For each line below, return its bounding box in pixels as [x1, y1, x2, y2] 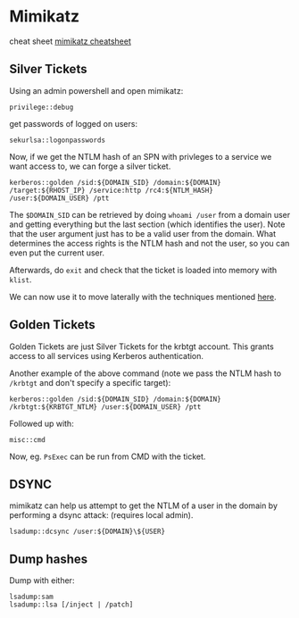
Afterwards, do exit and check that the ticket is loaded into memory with [9, 264, 278, 275]
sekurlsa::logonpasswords [9, 136, 105, 145]
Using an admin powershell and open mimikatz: [9, 85, 184, 96]
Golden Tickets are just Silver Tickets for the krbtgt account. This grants [9, 341, 274, 352]
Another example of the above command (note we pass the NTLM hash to [9, 368, 282, 379]
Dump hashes [9, 551, 87, 566]
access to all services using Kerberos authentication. [9, 350, 203, 361]
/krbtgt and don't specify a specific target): [9, 377, 171, 388]
